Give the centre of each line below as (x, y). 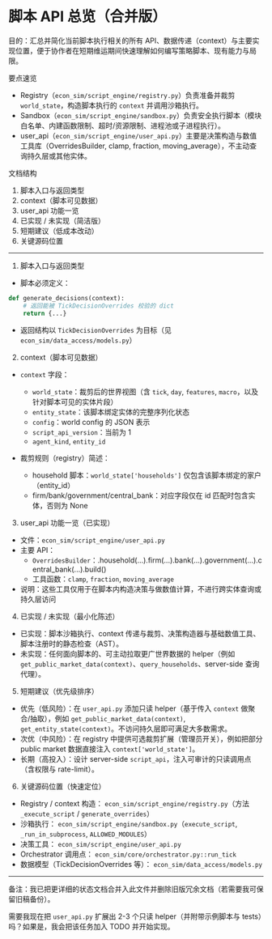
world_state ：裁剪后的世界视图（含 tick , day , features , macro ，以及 (145, 391)
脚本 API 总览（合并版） (88, 17)
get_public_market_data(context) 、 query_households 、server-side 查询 (140, 664)
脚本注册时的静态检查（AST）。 (72, 644)
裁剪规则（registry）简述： (65, 457)
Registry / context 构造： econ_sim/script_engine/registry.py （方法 (134, 803)
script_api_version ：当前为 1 (82, 432)
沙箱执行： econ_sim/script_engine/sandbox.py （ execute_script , (129, 823)
